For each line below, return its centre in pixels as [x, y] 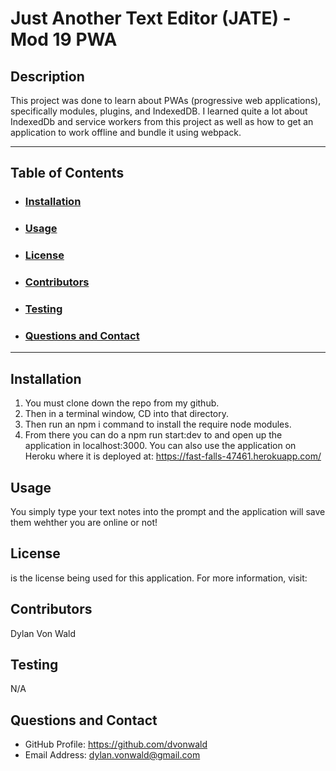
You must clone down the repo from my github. [122, 403]
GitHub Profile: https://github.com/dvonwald [116, 744]
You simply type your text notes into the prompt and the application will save [168, 511]
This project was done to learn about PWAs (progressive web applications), [166, 100]
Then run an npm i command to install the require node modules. [158, 424]
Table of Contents [67, 173]
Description [47, 76]
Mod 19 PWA [64, 39]
